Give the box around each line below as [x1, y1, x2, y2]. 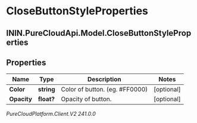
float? [37, 95, 55, 103]
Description [87, 75, 121, 84]
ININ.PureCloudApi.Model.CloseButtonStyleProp [6, 28, 192, 38]
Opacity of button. [61, 95, 112, 103]
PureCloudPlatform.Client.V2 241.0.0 [6, 110, 96, 118]
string [37, 85, 55, 94]
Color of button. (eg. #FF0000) [61, 85, 148, 94]
